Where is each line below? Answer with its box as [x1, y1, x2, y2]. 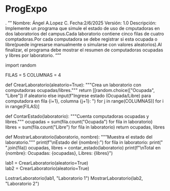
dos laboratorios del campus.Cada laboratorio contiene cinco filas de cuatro [5, 30, 164, 37]
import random [5, 62, 37, 68]
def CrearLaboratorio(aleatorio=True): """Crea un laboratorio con [5, 82, 142, 88]
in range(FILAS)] [5, 103, 40, 109]
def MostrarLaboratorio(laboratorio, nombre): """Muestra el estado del [5, 134, 153, 140]
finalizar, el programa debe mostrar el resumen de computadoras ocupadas [5, 47, 163, 53]
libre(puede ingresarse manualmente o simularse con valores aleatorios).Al [5, 41, 162, 47]
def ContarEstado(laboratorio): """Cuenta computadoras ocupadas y [5, 113, 149, 119]
